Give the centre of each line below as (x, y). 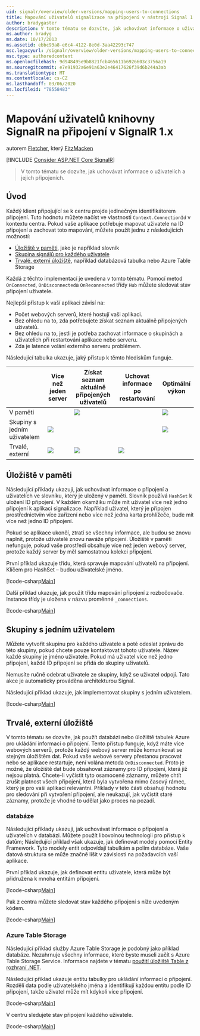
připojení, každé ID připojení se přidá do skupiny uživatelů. (78, 663)
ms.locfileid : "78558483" (38, 90)
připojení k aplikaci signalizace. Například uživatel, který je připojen (89, 509)
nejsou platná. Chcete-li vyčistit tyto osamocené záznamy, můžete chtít (94, 775)
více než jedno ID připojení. (40, 521)
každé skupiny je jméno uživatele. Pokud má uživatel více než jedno (89, 657)
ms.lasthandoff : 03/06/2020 (41, 84)
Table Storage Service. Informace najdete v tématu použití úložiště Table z (97, 961)
